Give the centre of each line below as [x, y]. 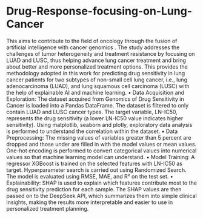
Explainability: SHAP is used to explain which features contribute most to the [101, 183]
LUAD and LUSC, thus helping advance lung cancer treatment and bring [96, 60]
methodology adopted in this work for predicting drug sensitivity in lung [96, 73]
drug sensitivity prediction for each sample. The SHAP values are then [94, 189]
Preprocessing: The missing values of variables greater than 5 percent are [99, 137]
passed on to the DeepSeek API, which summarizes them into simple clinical [101, 196]
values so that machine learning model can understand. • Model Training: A [101, 157]
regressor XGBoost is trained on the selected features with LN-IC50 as [95, 163]
